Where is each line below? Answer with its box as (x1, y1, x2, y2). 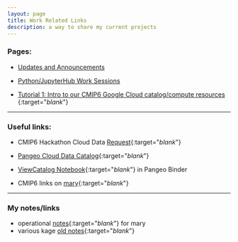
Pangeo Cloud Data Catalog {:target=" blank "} (17, 151, 149, 159)
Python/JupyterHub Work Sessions (17, 76, 120, 85)
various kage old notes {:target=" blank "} (17, 226, 135, 235)
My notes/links (7, 202, 60, 212)
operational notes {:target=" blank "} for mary (17, 219, 147, 228)
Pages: (7, 47, 32, 56)
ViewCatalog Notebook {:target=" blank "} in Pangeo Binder (17, 165, 188, 174)
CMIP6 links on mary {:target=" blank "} (17, 179, 129, 187)
